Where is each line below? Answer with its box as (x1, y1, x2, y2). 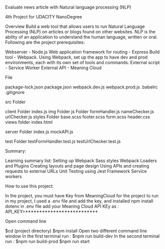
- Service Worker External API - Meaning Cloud (5, 65, 102, 71)
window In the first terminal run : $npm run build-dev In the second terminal (5, 233, 160, 239)
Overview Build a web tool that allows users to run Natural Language (5, 23, 145, 29)
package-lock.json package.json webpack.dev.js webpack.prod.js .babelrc (5, 84, 158, 90)
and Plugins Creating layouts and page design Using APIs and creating (5, 163, 150, 168)
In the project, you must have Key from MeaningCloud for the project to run (5, 193, 159, 198)
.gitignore (5, 89, 25, 95)
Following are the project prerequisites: (5, 39, 85, 45)
